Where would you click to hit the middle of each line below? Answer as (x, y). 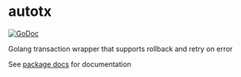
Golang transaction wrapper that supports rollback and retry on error (120, 48)
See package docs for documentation (70, 64)
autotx (30, 12)
